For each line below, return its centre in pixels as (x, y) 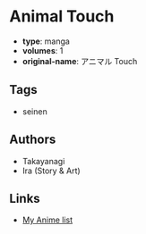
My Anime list (47, 220)
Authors (33, 140)
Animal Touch (62, 17)
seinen (34, 111)
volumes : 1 (43, 50)
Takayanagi (43, 161)
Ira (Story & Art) (51, 171)
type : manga (46, 41)
